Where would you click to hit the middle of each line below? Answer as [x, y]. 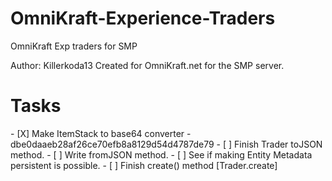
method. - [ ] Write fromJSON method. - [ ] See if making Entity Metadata [161, 154]
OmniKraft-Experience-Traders [143, 18]
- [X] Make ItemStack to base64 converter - [101, 133]
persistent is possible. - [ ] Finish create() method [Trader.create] [144, 165]
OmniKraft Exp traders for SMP [74, 46]
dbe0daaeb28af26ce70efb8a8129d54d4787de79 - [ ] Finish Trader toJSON [166, 144]
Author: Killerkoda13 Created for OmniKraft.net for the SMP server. [147, 65]
